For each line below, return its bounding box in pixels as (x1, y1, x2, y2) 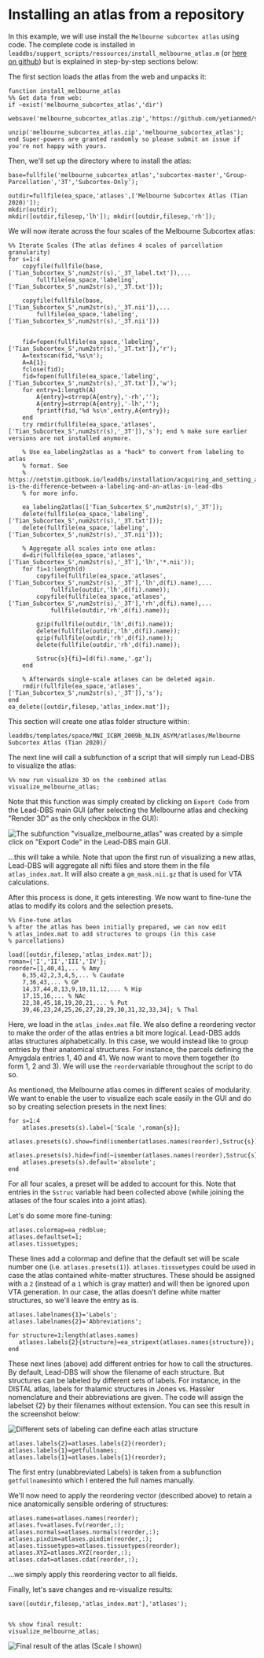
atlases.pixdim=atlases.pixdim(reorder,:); (8, 1534, 153, 1543)
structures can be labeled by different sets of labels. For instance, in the (8, 1376, 241, 1385)
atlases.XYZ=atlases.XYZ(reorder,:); (8, 1549, 132, 1556)
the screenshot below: (8, 1409, 81, 1418)
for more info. (28, 489, 79, 497)
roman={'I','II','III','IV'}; (8, 958, 108, 966)
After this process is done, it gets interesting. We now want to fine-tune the (8, 892, 251, 902)
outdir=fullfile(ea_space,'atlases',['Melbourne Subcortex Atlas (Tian (8, 191, 247, 200)
